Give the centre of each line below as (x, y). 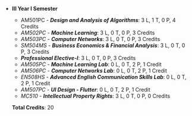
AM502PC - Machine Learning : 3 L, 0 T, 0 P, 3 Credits (88, 33)
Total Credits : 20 (33, 107)
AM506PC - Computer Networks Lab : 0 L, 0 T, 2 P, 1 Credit (94, 70)
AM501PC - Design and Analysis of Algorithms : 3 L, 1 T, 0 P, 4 (98, 20)
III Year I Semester (34, 9)
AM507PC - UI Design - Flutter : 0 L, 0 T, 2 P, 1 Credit (85, 90)
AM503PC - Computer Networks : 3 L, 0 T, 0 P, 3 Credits (90, 39)
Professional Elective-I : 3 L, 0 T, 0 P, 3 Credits (78, 58)
